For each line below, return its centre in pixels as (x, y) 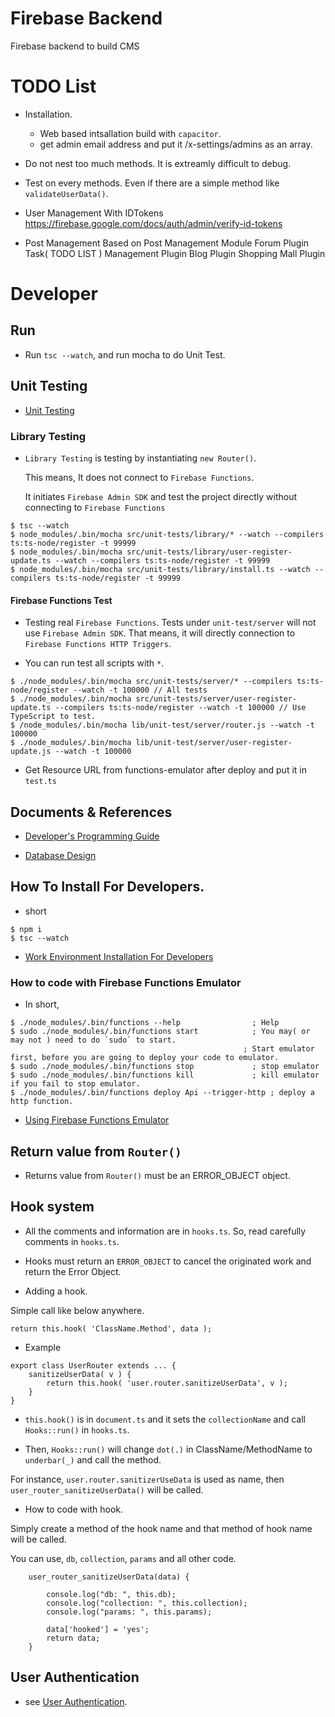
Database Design (60, 855)
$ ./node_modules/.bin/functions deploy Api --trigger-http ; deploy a (162, 1093)
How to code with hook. (74, 1509)
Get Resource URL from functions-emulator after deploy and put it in (165, 770)
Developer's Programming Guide (92, 836)
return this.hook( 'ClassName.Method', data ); (111, 1328)
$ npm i (26, 929)
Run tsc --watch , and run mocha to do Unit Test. (125, 354)
